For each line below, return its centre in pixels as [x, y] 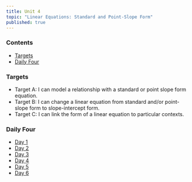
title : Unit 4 [23, 11]
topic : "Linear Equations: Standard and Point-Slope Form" [80, 17]
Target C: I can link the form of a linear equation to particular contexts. [99, 114]
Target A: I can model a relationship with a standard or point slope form [100, 89]
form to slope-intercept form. [64, 108]
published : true [26, 22]
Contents [20, 43]
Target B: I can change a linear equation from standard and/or [89, 101]
